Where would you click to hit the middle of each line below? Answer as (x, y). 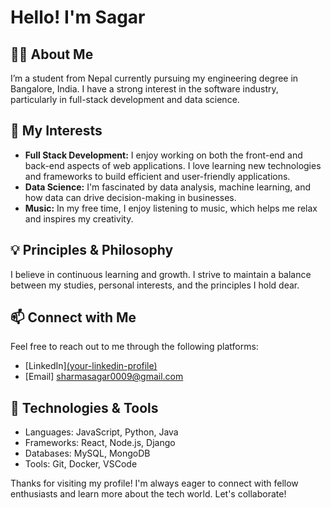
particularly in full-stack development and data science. (125, 99)
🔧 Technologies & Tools (84, 407)
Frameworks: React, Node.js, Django (100, 443)
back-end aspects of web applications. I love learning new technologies (173, 165)
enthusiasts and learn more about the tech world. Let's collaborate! (148, 494)
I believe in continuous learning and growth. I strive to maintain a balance (161, 274)
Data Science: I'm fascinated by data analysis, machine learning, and (167, 187)
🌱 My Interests (56, 131)
